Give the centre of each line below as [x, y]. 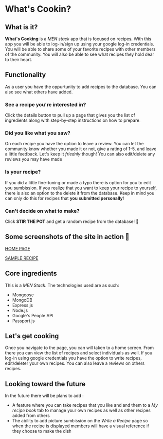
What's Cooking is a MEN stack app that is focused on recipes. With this [78, 39]
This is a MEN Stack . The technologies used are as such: [62, 285]
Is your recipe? [23, 172]
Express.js [22, 305]
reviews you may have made [34, 159]
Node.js [20, 310]
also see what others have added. [39, 92]
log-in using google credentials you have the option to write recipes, [73, 358]
